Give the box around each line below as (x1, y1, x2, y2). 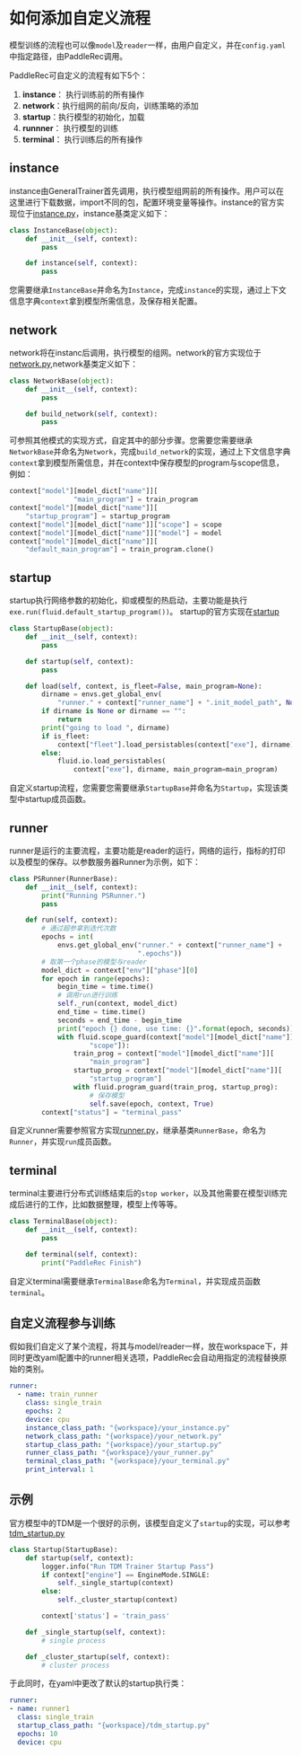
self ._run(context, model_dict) (56, 999, 178, 1009)
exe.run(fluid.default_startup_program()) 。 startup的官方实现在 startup (9, 606, 279, 617)
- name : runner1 (9, 1704, 70, 1714)
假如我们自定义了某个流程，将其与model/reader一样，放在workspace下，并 (9, 1341, 288, 1352)
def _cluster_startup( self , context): (25, 1652, 170, 1662)
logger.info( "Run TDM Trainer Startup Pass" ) (41, 1562, 215, 1571)
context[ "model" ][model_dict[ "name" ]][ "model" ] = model (9, 528, 222, 537)
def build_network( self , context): (25, 410, 159, 419)
